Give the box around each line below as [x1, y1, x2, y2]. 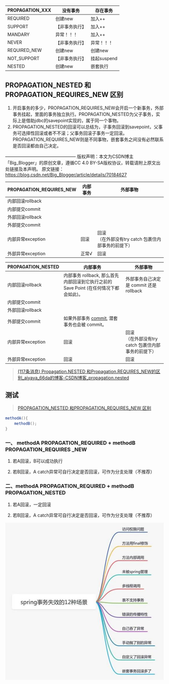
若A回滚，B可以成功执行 [12, 458, 63, 464]
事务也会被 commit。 [63, 321, 107, 327]
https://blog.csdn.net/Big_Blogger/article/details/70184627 [5, 172, 127, 178]
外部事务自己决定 [125, 276, 161, 282]
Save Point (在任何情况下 [63, 284, 115, 291]
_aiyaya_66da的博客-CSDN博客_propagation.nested [22, 374, 129, 381]
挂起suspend [90, 55, 118, 61]
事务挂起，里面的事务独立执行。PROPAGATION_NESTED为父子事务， [12, 111, 156, 117]
